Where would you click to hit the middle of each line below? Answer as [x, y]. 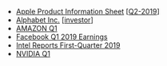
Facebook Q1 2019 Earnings [62, 37]
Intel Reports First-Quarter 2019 [68, 45]
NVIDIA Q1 [33, 54]
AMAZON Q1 [36, 28]
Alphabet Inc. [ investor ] [54, 20]
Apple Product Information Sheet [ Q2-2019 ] [87, 12]
